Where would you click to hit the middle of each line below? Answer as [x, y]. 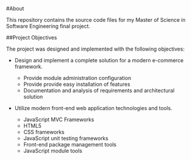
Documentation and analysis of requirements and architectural [99, 90]
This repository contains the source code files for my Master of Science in [96, 20]
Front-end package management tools [70, 144]
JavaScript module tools [53, 151]
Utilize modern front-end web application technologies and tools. [93, 108]
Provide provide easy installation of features [77, 84]
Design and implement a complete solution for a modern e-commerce [99, 60]
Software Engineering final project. [48, 26]
